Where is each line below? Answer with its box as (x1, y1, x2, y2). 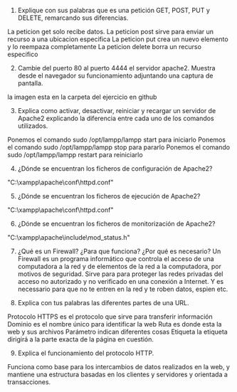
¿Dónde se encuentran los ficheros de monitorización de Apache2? (17, 220, 216, 228)
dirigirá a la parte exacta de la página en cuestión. (7, 335, 154, 344)
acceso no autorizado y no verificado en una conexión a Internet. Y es (17, 277, 224, 285)
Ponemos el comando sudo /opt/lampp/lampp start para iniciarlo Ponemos (7, 135, 226, 144)
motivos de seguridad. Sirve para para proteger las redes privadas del (17, 270, 223, 278)
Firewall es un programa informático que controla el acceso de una (17, 255, 215, 263)
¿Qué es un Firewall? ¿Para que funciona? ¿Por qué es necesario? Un (17, 247, 221, 255)
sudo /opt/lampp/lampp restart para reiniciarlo (7, 151, 144, 159)
